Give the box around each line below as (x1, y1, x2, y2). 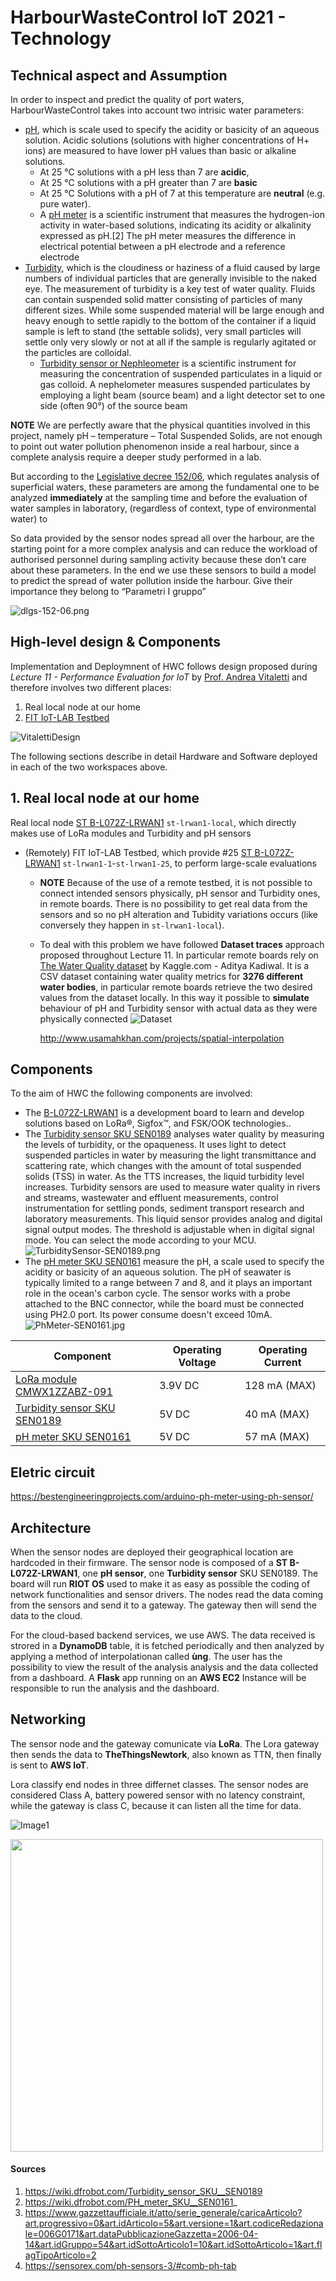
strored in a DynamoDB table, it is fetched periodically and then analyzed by (10, 1640, 325, 1652)
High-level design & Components (10, 634, 221, 651)
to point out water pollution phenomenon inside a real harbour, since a (10, 441, 300, 452)
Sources (10, 2163, 47, 2175)
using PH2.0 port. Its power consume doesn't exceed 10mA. (24, 1309, 273, 1321)
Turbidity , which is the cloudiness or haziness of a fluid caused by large (24, 262, 321, 273)
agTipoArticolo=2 (24, 2249, 97, 2261)
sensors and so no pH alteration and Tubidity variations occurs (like (39, 908, 318, 920)
